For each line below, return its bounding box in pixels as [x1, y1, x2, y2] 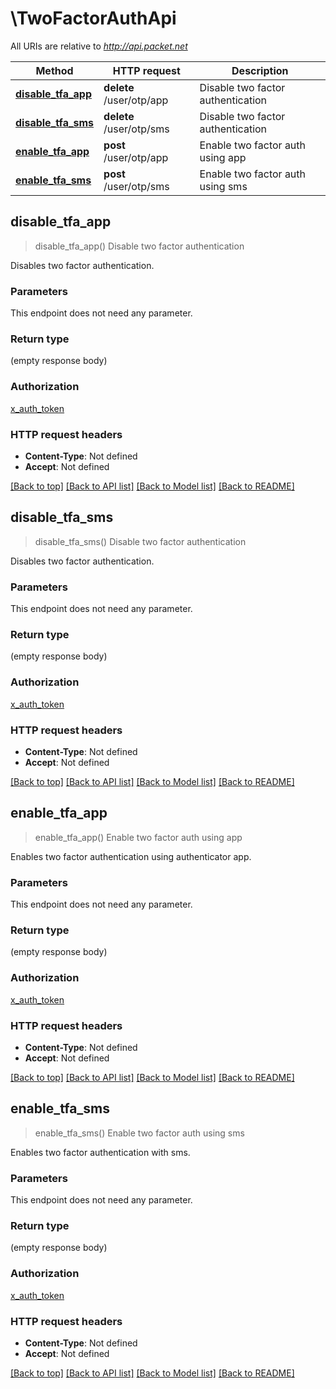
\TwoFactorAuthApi [10, 7, 177, 30]
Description [231, 63, 289, 77]
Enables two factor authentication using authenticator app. [10, 850, 252, 862]
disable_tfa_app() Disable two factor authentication [34, 240, 245, 252]
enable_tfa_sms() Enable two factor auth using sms [34, 1127, 245, 1139]
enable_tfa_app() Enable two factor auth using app [34, 831, 243, 843]
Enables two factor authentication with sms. [10, 1146, 191, 1158]
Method [35, 63, 74, 77]
